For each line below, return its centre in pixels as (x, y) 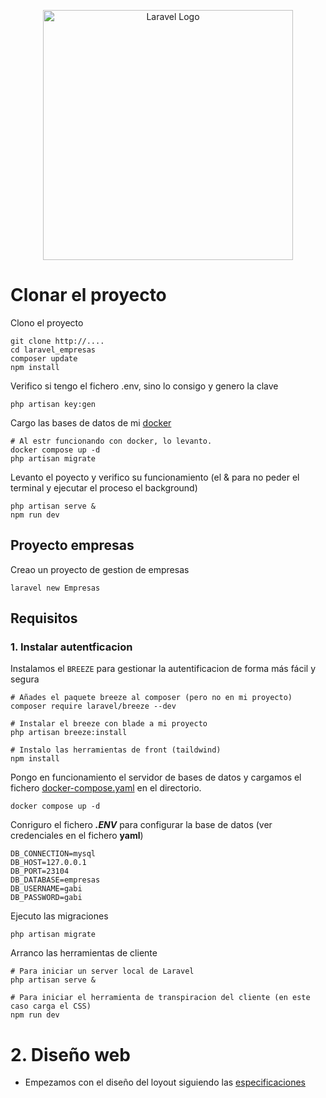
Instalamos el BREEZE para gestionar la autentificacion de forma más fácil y (163, 669)
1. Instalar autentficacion (71, 647)
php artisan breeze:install (69, 733)
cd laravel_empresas (53, 350)
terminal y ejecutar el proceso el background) (104, 487)
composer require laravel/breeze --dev (93, 706)
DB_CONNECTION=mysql (53, 854)
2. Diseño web (70, 1054)
